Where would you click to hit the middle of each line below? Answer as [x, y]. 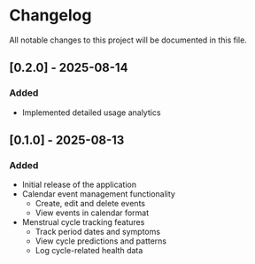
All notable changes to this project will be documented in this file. [128, 40]
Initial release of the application [79, 185]
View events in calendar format [92, 213]
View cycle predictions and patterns [101, 241]
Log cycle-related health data [89, 251]
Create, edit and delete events [90, 204]
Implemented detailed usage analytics [91, 113]
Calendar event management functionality [98, 194]
